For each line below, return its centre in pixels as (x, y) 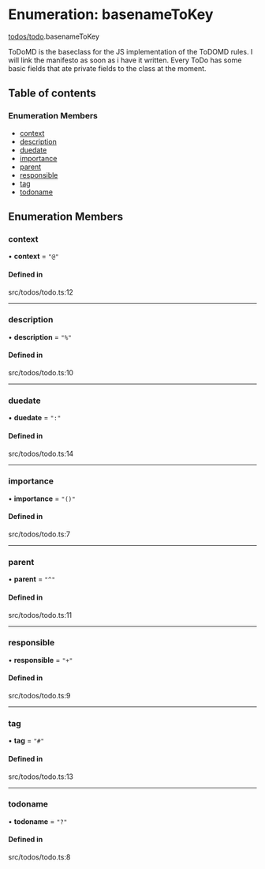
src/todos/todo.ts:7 (39, 534)
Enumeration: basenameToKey (111, 15)
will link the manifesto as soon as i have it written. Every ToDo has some (125, 60)
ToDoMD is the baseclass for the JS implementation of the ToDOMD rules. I (131, 51)
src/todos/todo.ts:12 (41, 292)
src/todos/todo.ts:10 (41, 373)
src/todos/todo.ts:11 (40, 615)
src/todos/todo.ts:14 (41, 453)
